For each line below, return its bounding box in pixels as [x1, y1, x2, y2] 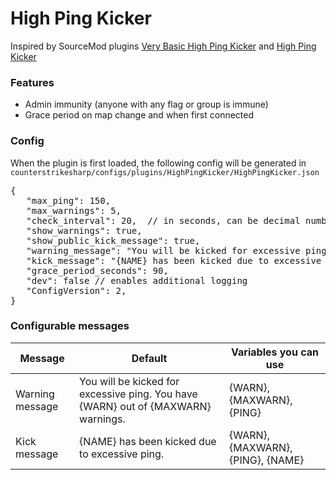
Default [131, 351, 168, 365]
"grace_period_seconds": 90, [26, 265, 169, 276]
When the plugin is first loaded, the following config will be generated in [10, 157, 307, 169]
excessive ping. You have [79, 387, 198, 401]
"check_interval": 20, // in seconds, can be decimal [26, 215, 301, 226]
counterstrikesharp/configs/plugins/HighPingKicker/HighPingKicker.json [10, 167, 320, 177]
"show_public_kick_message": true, [26, 235, 201, 246]
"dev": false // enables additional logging [26, 275, 248, 286]
